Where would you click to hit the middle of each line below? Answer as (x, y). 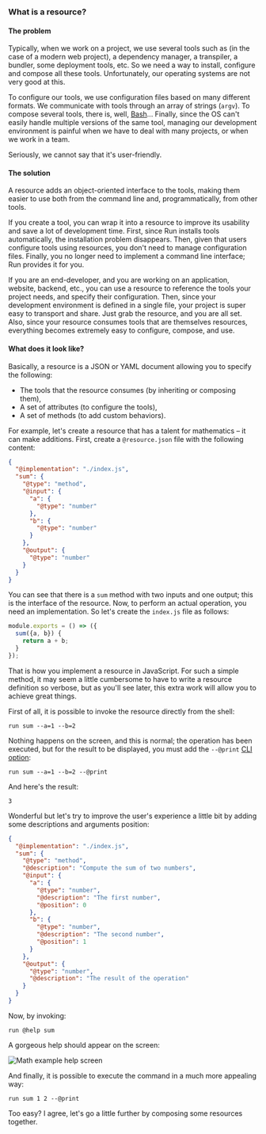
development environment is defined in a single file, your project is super (127, 305)
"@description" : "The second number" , (101, 934)
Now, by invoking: (37, 1015)
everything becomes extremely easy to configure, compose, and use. (122, 330)
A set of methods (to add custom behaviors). (93, 415)
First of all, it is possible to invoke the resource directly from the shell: (122, 711)
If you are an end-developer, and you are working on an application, (119, 280)
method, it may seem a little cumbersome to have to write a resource (120, 679)
